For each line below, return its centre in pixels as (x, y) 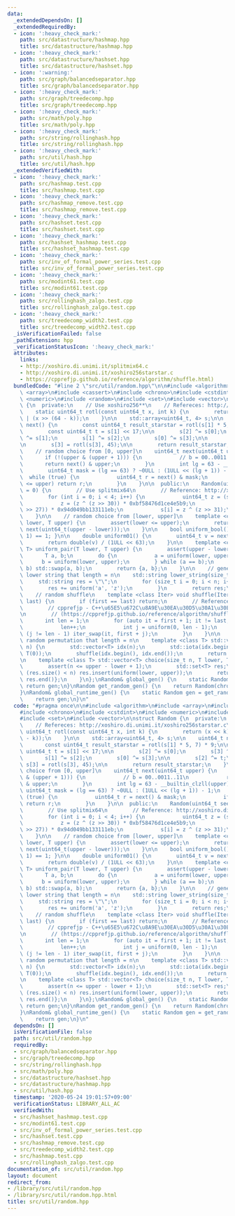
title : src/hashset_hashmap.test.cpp (75, 249)
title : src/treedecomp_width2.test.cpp (78, 327)
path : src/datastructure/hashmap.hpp (75, 40)
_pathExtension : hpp (43, 340)
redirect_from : (29, 1182)
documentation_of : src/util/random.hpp (65, 1169)
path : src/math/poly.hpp (56, 118)
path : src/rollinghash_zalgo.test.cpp (76, 301)
